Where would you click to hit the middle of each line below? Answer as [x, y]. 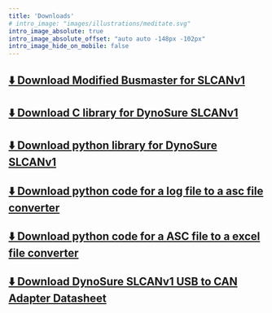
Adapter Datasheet [58, 299]
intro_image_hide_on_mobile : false [69, 46]
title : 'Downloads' [42, 16]
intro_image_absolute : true [56, 31]
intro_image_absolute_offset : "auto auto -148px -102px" [107, 39]
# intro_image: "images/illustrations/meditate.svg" [100, 24]
